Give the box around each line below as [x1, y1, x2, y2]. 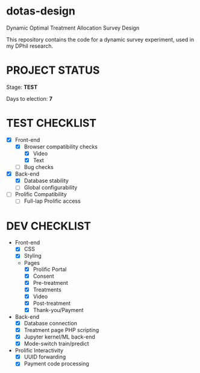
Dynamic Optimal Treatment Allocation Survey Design [6, 24, 140, 31]
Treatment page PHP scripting [23, 327, 99, 333]
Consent [33, 272, 54, 279]
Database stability [23, 177, 69, 185]
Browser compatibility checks [23, 143, 98, 150]
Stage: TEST [6, 83, 38, 91]
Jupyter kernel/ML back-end [23, 333, 95, 340]
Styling [23, 252, 42, 260]
